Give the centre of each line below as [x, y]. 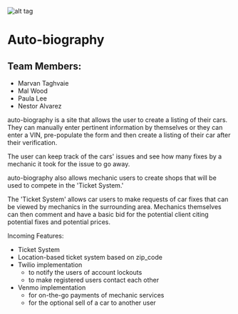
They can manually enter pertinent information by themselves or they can [115, 127]
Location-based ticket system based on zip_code [90, 257]
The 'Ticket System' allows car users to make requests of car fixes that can [118, 199]
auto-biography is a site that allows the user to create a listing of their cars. [118, 120]
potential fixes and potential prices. [59, 222]
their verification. [32, 142]
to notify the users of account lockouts [85, 272]
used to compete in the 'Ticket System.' [66, 185]
